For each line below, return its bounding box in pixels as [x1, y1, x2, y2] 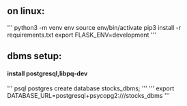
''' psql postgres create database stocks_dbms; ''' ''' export [7, 84, 175, 92]
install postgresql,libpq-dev [7, 69, 88, 77]
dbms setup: [7, 50, 62, 62]
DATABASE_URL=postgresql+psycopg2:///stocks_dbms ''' [7, 92, 171, 100]
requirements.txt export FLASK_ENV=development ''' [7, 31, 157, 39]
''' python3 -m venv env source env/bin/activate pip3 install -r [7, 23, 182, 31]
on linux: [7, 5, 45, 17]
